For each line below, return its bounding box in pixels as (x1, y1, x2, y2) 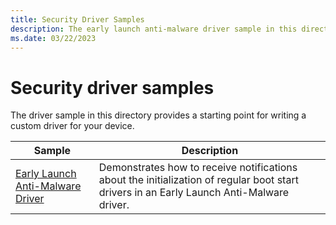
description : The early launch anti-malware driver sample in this (10, 24, 298, 34)
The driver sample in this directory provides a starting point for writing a (10, 109, 307, 121)
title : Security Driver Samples (10, 14, 145, 25)
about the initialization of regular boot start (98, 173, 299, 187)
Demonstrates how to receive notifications (98, 161, 298, 175)
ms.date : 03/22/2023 (10, 33, 97, 43)
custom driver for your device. (10, 120, 135, 132)
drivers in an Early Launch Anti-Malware (98, 186, 290, 200)
